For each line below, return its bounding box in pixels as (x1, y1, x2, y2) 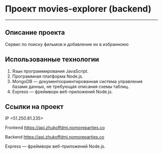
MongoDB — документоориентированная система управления (12, 78, 143, 84)
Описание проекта (5, 28, 65, 37)
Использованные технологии (5, 56, 99, 64)
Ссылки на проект (5, 102, 64, 111)
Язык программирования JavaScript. (12, 68, 89, 74)
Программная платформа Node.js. (12, 73, 83, 79)
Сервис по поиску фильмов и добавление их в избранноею (5, 41, 129, 47)
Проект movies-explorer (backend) (5, 3, 152, 14)
